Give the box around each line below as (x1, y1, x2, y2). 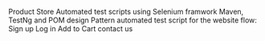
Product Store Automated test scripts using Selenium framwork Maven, (8, 7, 244, 16)
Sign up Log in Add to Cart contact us (8, 24, 133, 33)
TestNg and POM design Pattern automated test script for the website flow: (8, 15, 257, 25)
